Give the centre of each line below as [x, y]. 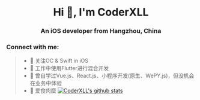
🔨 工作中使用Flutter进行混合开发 [69, 68]
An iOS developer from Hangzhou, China [101, 31]
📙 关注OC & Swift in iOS [59, 61]
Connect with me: [33, 47]
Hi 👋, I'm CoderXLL [101, 12]
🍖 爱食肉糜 [43, 91]
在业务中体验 [46, 83]
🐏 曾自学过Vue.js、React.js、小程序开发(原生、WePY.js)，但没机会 [112, 76]
